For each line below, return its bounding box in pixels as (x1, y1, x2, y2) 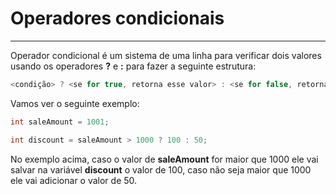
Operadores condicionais (10, 7, 225, 30)
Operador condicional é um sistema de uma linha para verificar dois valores (10, 49, 322, 61)
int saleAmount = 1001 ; (10, 117, 110, 127)
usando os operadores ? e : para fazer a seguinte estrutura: (10, 60, 257, 72)
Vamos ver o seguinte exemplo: (10, 97, 140, 109)
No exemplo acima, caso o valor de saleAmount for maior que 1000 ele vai (10, 153, 319, 165)
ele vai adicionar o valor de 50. (10, 174, 138, 186)
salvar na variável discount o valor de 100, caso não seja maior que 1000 (10, 163, 312, 176)
